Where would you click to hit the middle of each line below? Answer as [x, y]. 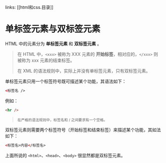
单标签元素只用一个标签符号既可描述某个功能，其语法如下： [66, 81]
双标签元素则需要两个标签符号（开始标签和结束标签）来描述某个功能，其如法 [83, 129]
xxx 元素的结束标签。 [53, 60]
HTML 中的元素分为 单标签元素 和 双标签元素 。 [53, 43]
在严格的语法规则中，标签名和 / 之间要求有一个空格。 [62, 120]
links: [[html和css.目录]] [29, 7]
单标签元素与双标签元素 [53, 29]
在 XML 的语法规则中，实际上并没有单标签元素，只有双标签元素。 [84, 71]
